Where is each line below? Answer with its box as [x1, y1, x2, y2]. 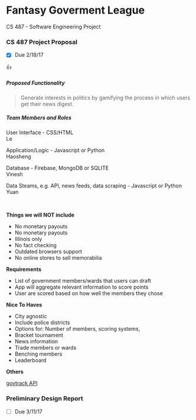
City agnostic [14, 313, 47, 320]
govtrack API [6, 380, 38, 387]
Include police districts [14, 319, 70, 326]
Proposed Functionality [6, 79, 65, 86]
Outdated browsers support [14, 248, 83, 255]
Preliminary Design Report [6, 395, 84, 403]
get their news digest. [20, 101, 74, 108]
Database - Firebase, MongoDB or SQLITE [6, 164, 109, 172]
